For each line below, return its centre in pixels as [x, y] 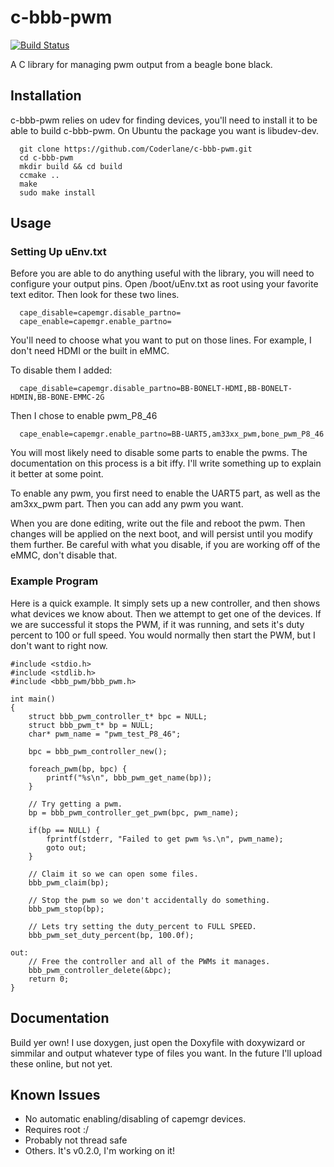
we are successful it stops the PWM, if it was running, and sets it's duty [157, 624]
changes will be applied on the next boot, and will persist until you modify [161, 534]
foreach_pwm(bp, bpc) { [78, 769]
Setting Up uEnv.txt [58, 252]
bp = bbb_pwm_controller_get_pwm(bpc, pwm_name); [134, 812]
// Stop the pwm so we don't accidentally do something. [149, 900]
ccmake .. [39, 175]
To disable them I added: [61, 370]
